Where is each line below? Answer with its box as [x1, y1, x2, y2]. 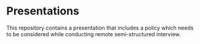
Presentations [6, 4, 80, 18]
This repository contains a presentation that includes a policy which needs [6, 24, 194, 31]
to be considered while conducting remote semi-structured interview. [6, 30, 181, 37]
